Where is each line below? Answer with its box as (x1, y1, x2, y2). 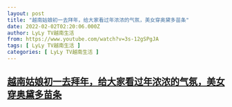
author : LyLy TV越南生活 (7, 29, 75, 37)
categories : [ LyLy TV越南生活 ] (7, 49, 99, 56)
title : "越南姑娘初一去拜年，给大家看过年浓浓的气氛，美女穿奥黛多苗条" (7, 17, 190, 23)
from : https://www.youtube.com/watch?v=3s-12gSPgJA (7, 36, 159, 43)
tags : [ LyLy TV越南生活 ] (7, 42, 81, 49)
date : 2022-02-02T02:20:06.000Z (7, 23, 100, 30)
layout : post (7, 10, 45, 17)
